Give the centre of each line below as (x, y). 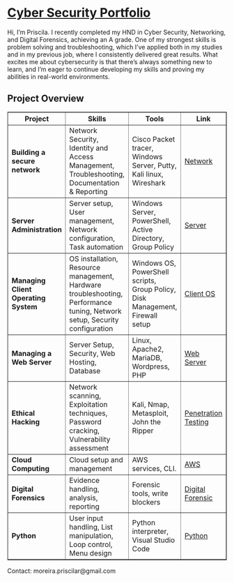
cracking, (84, 431)
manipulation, (91, 535)
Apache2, (148, 349)
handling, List (91, 527)
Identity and (89, 148)
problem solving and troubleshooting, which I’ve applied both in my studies (115, 47)
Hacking (26, 421)
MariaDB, (147, 357)
